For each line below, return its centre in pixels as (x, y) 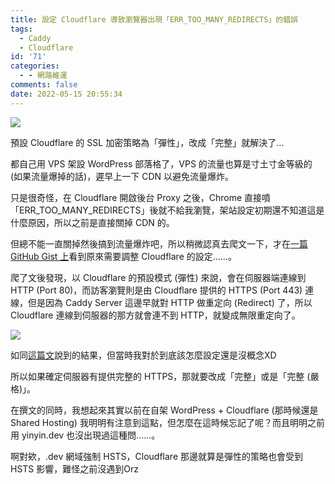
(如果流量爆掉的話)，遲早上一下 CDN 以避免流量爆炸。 (122, 176)
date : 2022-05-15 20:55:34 (66, 94)
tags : (21, 29)
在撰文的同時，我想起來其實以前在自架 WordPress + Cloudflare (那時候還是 (164, 410)
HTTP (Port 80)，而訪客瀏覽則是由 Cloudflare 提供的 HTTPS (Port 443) (156, 290)
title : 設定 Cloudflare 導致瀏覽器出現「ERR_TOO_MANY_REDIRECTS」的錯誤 (154, 19)
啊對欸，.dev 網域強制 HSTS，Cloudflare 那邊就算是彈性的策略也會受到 (157, 456)
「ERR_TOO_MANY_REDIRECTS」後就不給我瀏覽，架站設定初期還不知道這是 (167, 210)
